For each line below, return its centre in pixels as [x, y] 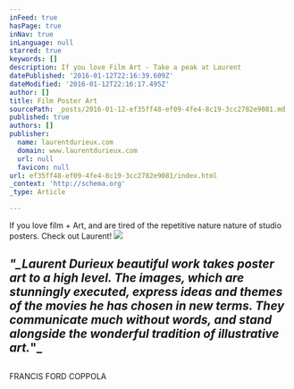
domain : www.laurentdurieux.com [78, 150]
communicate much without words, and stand [141, 320]
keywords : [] [34, 59]
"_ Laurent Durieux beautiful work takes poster [142, 264]
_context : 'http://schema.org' [67, 184]
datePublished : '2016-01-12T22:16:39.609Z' [92, 76]
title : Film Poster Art [54, 101]
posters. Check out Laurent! [61, 236]
